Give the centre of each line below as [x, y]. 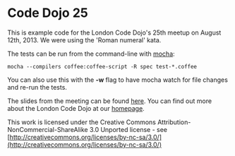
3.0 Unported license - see [128, 129]
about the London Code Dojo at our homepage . [76, 108]
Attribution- [174, 122]
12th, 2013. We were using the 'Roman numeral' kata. [84, 40]
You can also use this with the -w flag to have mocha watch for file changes [117, 80]
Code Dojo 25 [48, 13]
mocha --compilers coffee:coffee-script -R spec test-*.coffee [102, 66]
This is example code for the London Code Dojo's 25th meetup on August [114, 32]
